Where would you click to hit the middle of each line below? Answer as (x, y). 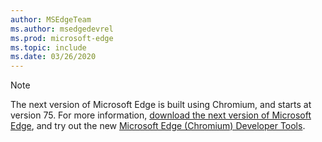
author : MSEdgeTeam (51, 19)
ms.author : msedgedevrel (62, 29)
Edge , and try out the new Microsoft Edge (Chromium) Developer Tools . (158, 126)
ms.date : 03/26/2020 (53, 57)
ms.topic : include (48, 47)
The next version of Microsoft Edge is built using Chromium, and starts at (161, 105)
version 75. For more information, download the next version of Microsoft (161, 115)
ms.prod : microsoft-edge (62, 38)
